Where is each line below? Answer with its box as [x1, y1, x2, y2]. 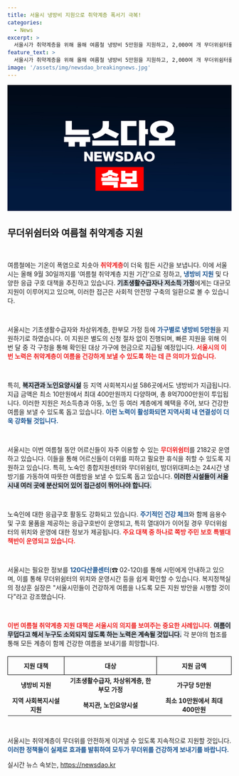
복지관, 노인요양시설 [83, 701, 139, 710]
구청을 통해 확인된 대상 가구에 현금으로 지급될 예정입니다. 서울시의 [37, 343, 220, 352]
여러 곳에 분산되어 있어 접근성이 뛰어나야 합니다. [20, 481, 152, 490]
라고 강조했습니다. [16, 592, 66, 601]
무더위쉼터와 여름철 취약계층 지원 [7, 226, 144, 238]
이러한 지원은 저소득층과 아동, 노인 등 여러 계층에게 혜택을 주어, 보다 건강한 [22, 399, 229, 407]
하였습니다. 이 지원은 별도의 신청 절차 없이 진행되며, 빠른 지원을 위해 [31, 335, 220, 343]
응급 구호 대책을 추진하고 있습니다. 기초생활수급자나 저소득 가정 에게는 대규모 [20, 278, 231, 288]
